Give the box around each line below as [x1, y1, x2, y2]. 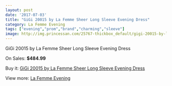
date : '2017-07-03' [5, 12, 47, 17]
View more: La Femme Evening [5, 75, 71, 81]
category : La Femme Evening [5, 21, 66, 27]
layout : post [5, 7, 33, 13]
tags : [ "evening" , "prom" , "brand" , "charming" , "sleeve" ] [5, 27, 125, 32]
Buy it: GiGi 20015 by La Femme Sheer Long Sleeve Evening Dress [5, 65, 145, 71]
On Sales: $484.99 [5, 55, 46, 61]
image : [5, 31, 19, 36]
